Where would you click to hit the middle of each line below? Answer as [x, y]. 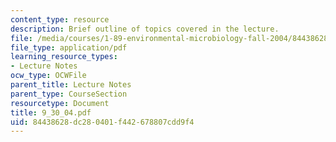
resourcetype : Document [60, 103]
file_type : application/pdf [69, 47]
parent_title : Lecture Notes [71, 85]
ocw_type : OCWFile [48, 76]
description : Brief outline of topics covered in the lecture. [145, 29]
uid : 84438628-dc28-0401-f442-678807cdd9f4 [102, 122]
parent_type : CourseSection [69, 94]
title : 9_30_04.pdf [51, 112]
